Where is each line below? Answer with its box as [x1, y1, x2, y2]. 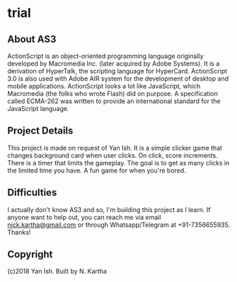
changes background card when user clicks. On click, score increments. [7, 151, 218, 160]
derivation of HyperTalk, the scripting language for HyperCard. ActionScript [7, 67, 228, 75]
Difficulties [7, 187, 57, 199]
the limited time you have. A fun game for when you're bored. [7, 166, 186, 175]
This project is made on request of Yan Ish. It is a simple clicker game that [7, 143, 223, 152]
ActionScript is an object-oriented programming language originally [7, 52, 204, 60]
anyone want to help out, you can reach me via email [7, 213, 161, 221]
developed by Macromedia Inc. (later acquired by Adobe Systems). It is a [7, 59, 220, 68]
